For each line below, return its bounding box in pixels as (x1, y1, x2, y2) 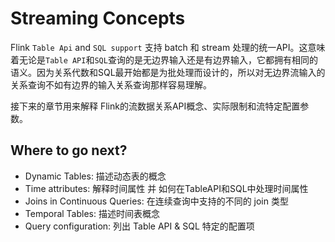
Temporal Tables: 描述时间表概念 (24, 207, 160, 219)
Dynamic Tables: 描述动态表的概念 (24, 170, 167, 182)
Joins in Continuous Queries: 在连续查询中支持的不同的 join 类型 (24, 195, 289, 207)
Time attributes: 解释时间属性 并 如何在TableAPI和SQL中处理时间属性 (24, 182, 309, 194)
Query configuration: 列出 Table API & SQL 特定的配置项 (24, 220, 255, 232)
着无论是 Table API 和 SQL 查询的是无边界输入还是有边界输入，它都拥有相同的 (10, 53, 318, 66)
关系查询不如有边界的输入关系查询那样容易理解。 (10, 78, 212, 91)
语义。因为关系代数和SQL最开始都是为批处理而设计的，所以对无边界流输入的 (10, 66, 326, 78)
